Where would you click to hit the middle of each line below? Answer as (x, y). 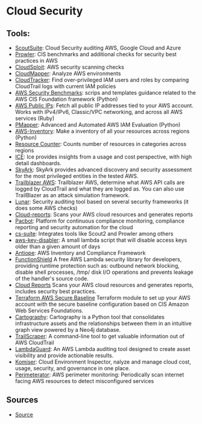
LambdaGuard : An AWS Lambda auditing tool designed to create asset (103, 349)
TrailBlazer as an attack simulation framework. (72, 195)
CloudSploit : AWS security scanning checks (70, 67)
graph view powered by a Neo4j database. (68, 330)
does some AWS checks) (46, 208)
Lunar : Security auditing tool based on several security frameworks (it (102, 201)
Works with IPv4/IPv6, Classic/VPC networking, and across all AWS (99, 112)
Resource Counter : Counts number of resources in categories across (101, 144)
